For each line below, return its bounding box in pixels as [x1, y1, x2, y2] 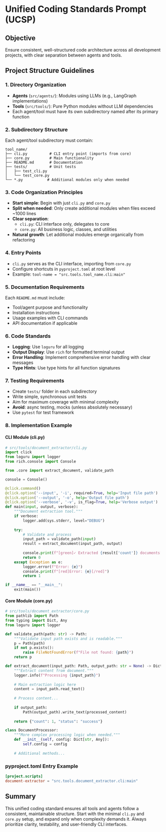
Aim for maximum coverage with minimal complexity [12, 399, 119, 405]
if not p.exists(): [14, 646, 54, 651]
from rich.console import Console [5, 459, 77, 464]
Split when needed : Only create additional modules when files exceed [12, 205, 156, 211]
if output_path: [14, 705, 48, 710]
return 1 [23, 574, 41, 579]
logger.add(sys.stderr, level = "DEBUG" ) [23, 518, 105, 523]
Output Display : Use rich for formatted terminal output [12, 349, 125, 355]
